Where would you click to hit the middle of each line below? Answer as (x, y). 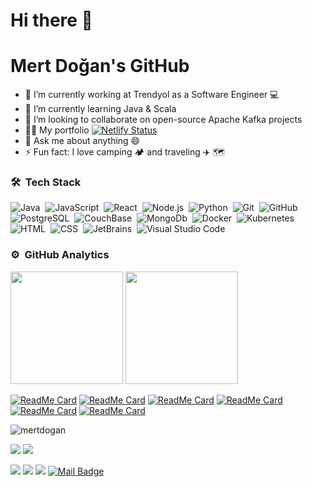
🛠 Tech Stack (46, 182)
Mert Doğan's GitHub (100, 66)
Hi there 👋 (51, 20)
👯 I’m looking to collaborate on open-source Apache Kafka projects (163, 120)
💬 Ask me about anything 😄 (82, 141)
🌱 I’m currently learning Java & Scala (100, 109)
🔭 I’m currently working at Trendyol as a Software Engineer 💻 (152, 95)
